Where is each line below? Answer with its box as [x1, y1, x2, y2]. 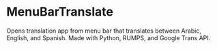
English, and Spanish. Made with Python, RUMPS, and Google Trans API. [6, 33, 211, 42]
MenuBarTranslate [6, 4, 114, 20]
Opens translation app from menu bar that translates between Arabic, [6, 27, 202, 35]
